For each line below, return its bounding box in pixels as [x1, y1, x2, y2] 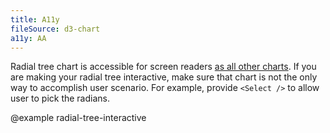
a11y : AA [10, 33, 47, 43]
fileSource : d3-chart [10, 24, 101, 34]
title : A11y [10, 14, 60, 25]
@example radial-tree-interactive [10, 112, 147, 124]
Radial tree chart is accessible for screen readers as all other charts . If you [10, 61, 317, 73]
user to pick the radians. [10, 92, 111, 105]
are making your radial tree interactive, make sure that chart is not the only [10, 71, 318, 83]
